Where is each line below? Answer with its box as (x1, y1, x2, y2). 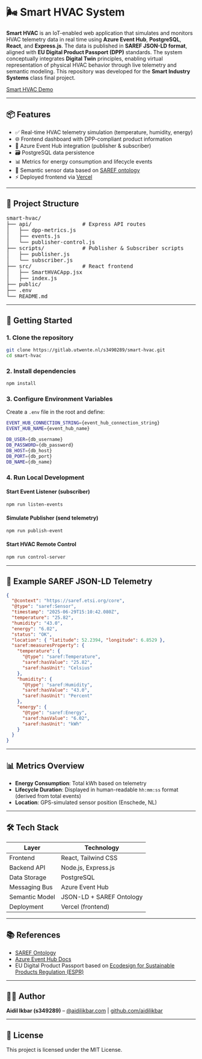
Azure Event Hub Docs (14, 955, 72, 963)
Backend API (9, 863, 46, 871)
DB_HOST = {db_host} (6, 447, 52, 453)
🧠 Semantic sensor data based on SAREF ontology (14, 167, 140, 174)
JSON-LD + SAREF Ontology (61, 892, 143, 901)
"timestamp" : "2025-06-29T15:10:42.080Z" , (11, 609, 120, 615)
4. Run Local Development (6, 473, 85, 482)
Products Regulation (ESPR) (14, 968, 84, 975)
